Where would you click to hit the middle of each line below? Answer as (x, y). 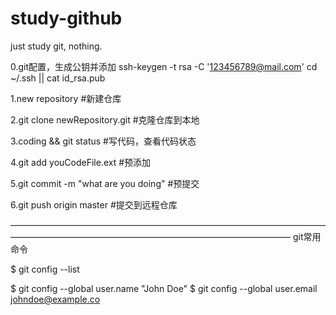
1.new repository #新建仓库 (66, 98)
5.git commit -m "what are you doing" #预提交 (105, 183)
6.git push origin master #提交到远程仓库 (94, 204)
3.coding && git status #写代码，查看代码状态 (103, 141)
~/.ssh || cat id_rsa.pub (58, 78)
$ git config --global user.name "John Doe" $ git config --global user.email (164, 288)
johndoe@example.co (55, 299)
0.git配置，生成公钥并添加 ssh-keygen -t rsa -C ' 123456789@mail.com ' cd (164, 66)
